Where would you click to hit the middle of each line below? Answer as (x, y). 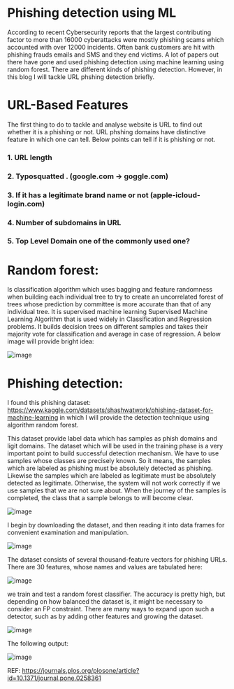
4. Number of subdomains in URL (64, 222)
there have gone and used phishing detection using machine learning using (116, 62)
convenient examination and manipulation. (68, 532)
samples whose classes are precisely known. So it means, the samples (109, 461)
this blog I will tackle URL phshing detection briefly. (81, 77)
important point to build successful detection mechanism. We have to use (113, 453)
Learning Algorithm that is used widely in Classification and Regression (109, 319)
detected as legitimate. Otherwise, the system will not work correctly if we (114, 483)
